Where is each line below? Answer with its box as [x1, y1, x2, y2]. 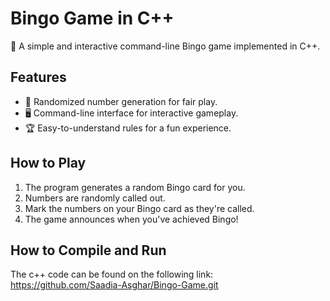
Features [10, 69, 67, 86]
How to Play [10, 155, 87, 172]
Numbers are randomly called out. [24, 192, 166, 204]
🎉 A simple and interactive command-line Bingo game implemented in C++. [10, 40, 321, 52]
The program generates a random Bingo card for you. [24, 181, 246, 193]
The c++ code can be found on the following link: [10, 268, 214, 281]
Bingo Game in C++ [10, 7, 175, 30]
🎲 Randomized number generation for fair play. [24, 95, 218, 107]
